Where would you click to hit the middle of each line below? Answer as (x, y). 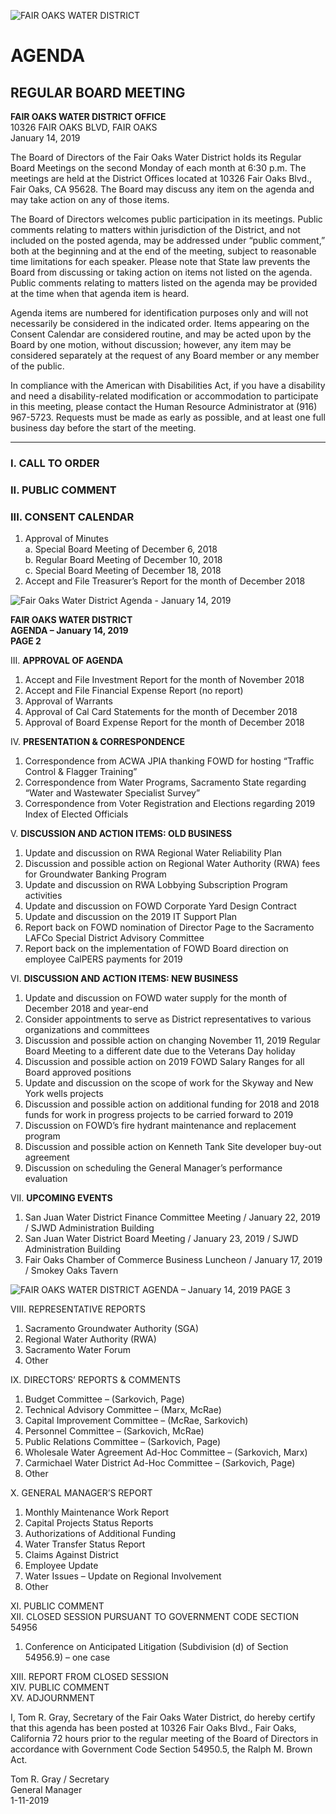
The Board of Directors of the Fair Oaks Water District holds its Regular (156, 157)
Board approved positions (78, 1072)
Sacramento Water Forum (77, 1350)
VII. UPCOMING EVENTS (61, 1198)
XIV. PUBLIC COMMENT (60, 1687)
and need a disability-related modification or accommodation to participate (164, 396)
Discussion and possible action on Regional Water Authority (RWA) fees (172, 864)
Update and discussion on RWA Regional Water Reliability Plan (153, 853)
